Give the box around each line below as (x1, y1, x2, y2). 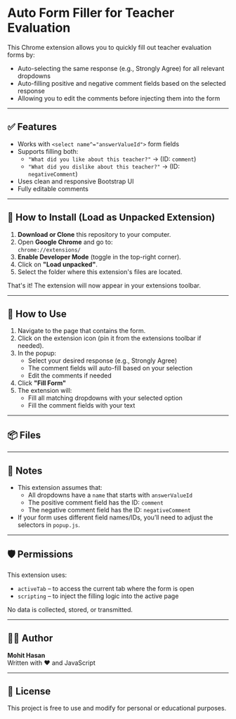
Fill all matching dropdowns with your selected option (27, 394, 183, 402)
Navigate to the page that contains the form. (17, 327, 146, 335)
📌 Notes (7, 465, 43, 477)
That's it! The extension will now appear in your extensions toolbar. (7, 281, 202, 290)
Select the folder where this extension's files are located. (17, 267, 183, 276)
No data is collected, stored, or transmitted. (7, 605, 133, 614)
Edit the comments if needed (27, 371, 112, 380)
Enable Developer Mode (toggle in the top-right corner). (17, 252, 181, 261)
